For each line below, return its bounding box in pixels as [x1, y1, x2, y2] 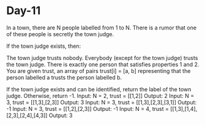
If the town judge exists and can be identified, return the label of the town [6, 85, 192, 93]
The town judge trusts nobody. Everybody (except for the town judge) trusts [6, 54, 198, 61]
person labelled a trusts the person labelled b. [6, 74, 122, 81]
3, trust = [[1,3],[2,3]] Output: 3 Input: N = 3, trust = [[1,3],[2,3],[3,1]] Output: [6, 99, 197, 106]
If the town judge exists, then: [6, 42, 81, 50]
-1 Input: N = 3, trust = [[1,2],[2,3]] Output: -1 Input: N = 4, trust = [6, 105, 170, 112]
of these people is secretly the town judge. [6, 30, 114, 37]
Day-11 [6, 4, 41, 18]
